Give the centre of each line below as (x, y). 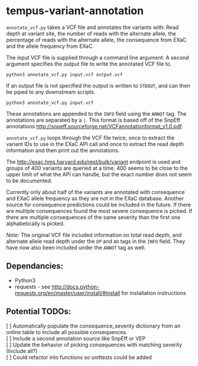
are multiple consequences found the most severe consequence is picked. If (99, 210)
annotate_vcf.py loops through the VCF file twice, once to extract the (90, 138)
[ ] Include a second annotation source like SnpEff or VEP (76, 338)
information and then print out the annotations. (63, 150)
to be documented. (29, 180)
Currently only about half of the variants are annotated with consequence (95, 192)
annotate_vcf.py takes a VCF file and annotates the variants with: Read (92, 27)
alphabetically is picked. (35, 224)
